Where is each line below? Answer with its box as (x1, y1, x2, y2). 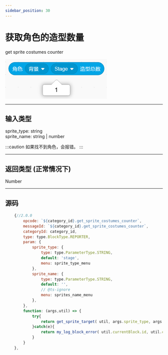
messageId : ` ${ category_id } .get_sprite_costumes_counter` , (23, 223, 149, 228)
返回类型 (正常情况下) (5, 165, 71, 173)
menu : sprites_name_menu (40, 293, 93, 298)
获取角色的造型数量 (5, 32, 84, 43)
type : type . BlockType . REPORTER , (23, 234, 91, 240)
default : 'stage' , (40, 256, 79, 261)
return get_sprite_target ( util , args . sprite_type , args (40, 319, 162, 324)
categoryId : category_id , (23, 229, 77, 234)
